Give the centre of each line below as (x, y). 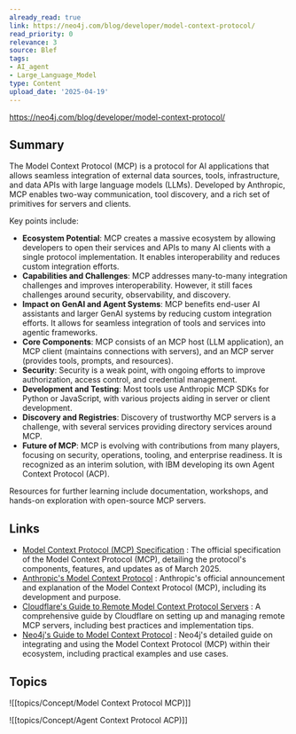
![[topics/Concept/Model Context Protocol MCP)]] (100, 703)
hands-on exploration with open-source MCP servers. (108, 501)
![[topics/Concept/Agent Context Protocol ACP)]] (98, 720)
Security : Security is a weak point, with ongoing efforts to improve (144, 370)
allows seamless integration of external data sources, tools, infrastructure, (145, 176)
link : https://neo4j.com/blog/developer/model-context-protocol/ (132, 26)
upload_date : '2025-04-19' (59, 91)
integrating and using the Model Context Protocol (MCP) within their (146, 644)
